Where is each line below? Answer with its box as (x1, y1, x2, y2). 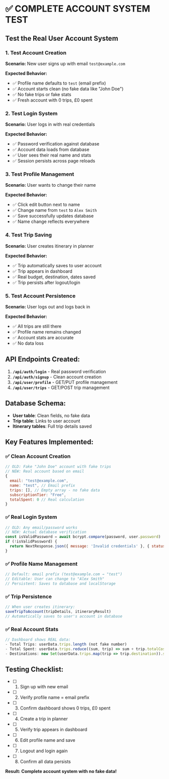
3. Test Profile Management (5, 171, 74, 178)
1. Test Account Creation (5, 49, 67, 56)
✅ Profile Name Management (5, 560, 78, 567)
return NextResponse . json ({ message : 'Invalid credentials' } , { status (10, 544, 165, 549)
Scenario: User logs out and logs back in (5, 304, 91, 310)
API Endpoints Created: (5, 355, 80, 364)
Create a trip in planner (20, 716, 68, 722)
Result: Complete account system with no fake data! (5, 768, 117, 774)
